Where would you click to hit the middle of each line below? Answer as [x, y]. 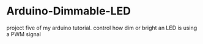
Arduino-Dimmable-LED [69, 11]
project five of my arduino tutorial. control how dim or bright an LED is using [102, 28]
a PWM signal [24, 34]
